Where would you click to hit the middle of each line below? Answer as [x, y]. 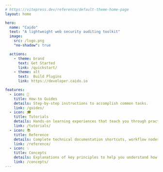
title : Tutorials [31, 117]
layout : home [18, 14]
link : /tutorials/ [32, 126]
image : [16, 36]
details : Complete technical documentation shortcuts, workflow [80, 139]
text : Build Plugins [40, 77]
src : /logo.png [29, 41]
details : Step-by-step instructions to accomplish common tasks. [81, 103]
